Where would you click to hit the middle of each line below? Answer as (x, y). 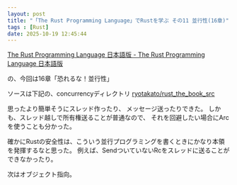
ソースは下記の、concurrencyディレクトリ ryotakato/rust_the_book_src (111, 94)
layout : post (27, 14)
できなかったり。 (32, 159)
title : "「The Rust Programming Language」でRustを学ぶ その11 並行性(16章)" (118, 21)
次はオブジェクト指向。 (41, 174)
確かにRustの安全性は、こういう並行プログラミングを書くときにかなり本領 (116, 142)
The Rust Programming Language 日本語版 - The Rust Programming (106, 55)
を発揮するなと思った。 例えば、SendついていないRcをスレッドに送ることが (118, 150)
